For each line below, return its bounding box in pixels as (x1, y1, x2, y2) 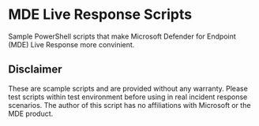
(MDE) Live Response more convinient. (8, 39, 135, 49)
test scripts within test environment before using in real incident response (8, 92, 248, 102)
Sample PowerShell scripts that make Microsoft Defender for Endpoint (8, 31, 237, 41)
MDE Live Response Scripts (8, 6, 192, 24)
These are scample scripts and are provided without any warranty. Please (8, 83, 249, 93)
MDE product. (8, 109, 54, 118)
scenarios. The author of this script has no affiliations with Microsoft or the (8, 100, 251, 109)
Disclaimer (8, 63, 62, 76)
